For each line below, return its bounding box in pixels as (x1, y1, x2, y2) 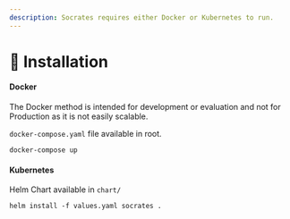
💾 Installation (9, 51, 109, 72)
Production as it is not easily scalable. (9, 111, 149, 122)
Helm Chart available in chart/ (9, 184, 122, 195)
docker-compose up (9, 146, 78, 155)
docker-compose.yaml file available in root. (9, 129, 163, 139)
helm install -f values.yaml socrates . (9, 202, 163, 211)
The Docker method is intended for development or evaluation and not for (9, 102, 282, 113)
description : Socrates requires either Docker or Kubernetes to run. (9, 13, 275, 22)
